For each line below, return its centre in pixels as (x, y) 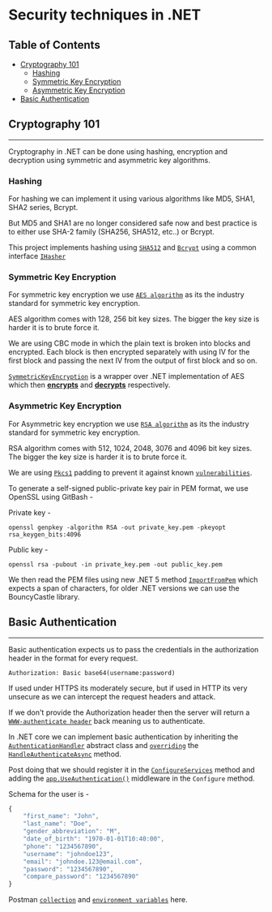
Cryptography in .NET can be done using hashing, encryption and (118, 151)
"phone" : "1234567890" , (63, 846)
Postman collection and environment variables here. (98, 900)
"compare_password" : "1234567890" (81, 877)
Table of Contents (55, 45)
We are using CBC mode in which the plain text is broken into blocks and (130, 343)
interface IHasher (37, 256)
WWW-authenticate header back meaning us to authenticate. (107, 721)
